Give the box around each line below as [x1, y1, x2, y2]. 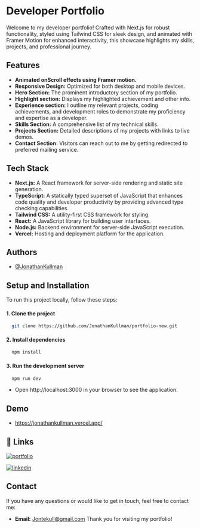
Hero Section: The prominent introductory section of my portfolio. [14, 88, 177, 96]
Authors [6, 247, 38, 257]
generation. [14, 185, 44, 192]
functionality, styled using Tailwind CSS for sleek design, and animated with [6, 30, 193, 37]
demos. [14, 133, 34, 140]
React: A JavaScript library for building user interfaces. [14, 217, 151, 225]
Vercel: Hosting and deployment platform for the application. [14, 230, 165, 237]
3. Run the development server [6, 362, 85, 369]
